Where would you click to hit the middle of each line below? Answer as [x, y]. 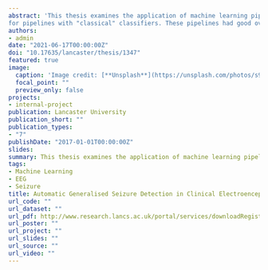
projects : [25, 97]
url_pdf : [23, 216]
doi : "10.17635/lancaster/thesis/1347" [75, 53]
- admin [21, 38]
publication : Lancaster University [67, 113]
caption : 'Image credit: [57, 75]
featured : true [33, 61]
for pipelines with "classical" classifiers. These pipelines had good [130, 23]
